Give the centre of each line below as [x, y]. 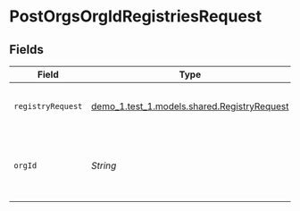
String [104, 165]
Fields [27, 50]
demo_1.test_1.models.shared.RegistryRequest [190, 106]
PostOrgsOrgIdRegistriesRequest [136, 17]
